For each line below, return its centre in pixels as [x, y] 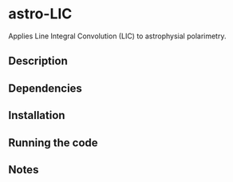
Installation [37, 115]
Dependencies [45, 88]
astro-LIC [40, 14]
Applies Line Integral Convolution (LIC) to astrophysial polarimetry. [117, 36]
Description [38, 61]
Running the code [53, 142]
